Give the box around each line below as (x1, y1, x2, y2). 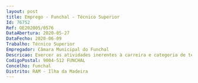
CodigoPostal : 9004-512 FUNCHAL (6, 57, 85, 63)
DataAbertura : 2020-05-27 (6, 30, 70, 36)
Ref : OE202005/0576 (6, 25, 54, 31)
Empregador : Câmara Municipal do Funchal (6, 47, 110, 53)
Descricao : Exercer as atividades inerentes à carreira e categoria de (6, 52, 186, 58)
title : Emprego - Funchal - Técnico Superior (6, 14, 120, 20)
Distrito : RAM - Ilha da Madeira (6, 68, 88, 74)
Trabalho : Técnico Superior (6, 41, 75, 47)
